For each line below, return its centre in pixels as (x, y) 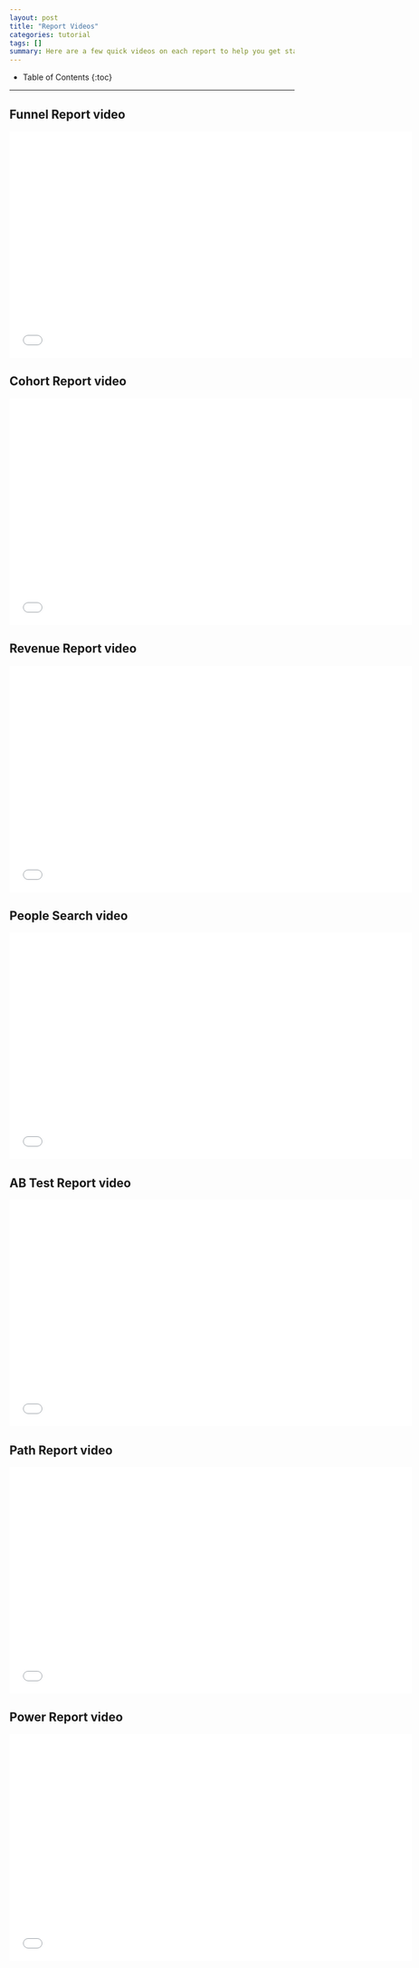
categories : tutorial (50, 34)
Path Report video (61, 1450)
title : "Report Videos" (54, 26)
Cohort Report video (68, 381)
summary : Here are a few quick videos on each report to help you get (145, 52)
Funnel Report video (67, 114)
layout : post (34, 18)
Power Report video (67, 1717)
